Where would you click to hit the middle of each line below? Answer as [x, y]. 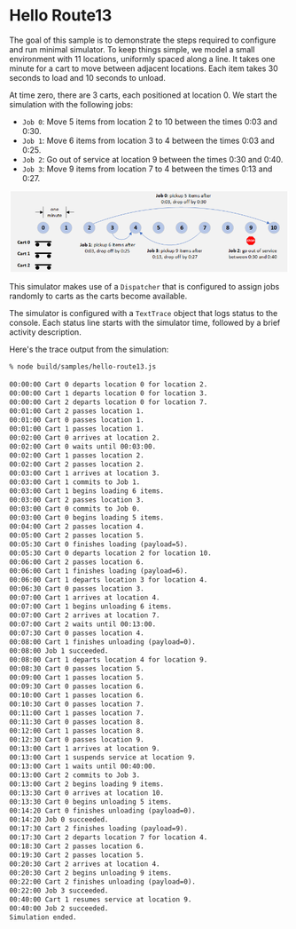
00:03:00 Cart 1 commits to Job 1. [75, 482]
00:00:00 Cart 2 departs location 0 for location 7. [109, 402]
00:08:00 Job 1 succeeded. [59, 651]
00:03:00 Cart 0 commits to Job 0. [75, 508]
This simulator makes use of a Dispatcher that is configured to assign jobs [144, 286]
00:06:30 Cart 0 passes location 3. [77, 588]
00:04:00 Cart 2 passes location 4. [77, 526]
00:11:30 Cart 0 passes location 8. [77, 722]
